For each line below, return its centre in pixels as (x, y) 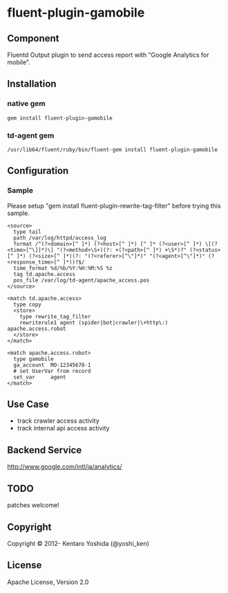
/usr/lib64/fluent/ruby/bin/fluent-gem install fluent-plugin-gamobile (112, 149)
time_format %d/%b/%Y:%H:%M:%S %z (63, 268)
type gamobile (34, 359)
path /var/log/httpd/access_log (60, 238)
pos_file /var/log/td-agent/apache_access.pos (82, 280)
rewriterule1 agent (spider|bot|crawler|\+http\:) (94, 322)
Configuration (38, 171)
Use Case (28, 404)
